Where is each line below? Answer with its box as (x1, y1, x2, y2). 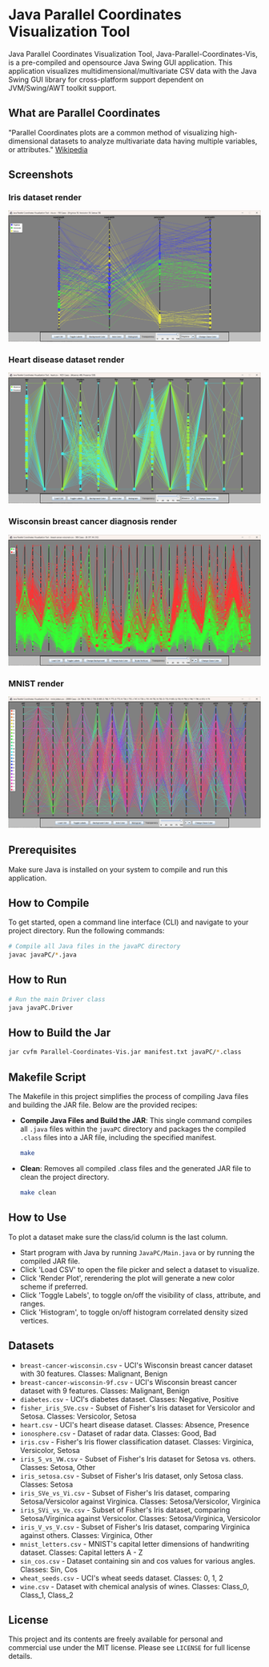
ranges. (19, 1299, 46, 1308)
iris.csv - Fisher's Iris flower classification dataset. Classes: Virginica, (19, 1436, 254, 1447)
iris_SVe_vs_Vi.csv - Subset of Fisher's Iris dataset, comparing (19, 1488, 231, 1497)
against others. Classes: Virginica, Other (19, 1530, 154, 1540)
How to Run (8, 973, 67, 987)
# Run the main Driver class (8, 995, 106, 1003)
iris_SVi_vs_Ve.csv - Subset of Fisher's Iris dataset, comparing (19, 1504, 231, 1515)
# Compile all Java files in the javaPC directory (8, 943, 181, 951)
